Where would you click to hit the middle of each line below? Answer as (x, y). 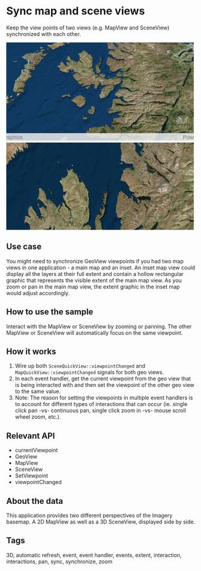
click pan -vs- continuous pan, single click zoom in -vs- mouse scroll (100, 411)
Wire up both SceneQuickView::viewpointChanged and (80, 366)
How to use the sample (50, 312)
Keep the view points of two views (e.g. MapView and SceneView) (88, 28)
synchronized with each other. (43, 34)
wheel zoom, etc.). (38, 417)
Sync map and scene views (76, 11)
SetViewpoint (31, 476)
